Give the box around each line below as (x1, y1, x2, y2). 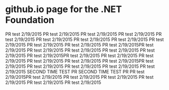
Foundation (5, 14, 55, 26)
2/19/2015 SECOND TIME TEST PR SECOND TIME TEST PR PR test (5, 68, 145, 74)
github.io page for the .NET (5, 4, 122, 15)
